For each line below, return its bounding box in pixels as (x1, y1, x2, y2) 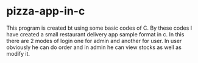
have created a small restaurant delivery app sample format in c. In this (6, 30, 185, 38)
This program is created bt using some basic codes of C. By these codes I (6, 24, 193, 31)
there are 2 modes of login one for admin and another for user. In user (6, 37, 182, 44)
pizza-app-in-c (6, 4, 85, 18)
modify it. (6, 50, 30, 57)
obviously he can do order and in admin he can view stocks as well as (6, 44, 182, 51)
